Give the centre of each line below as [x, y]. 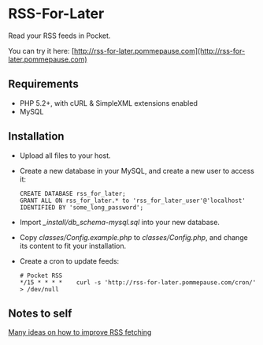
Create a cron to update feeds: [69, 261]
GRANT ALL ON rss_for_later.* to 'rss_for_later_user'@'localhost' [132, 201]
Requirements [43, 84]
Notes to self [40, 313]
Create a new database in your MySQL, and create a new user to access [137, 171]
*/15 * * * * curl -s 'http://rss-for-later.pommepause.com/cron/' [138, 282]
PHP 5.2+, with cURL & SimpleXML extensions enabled [109, 103]
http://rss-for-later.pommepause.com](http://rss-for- [159, 51]
